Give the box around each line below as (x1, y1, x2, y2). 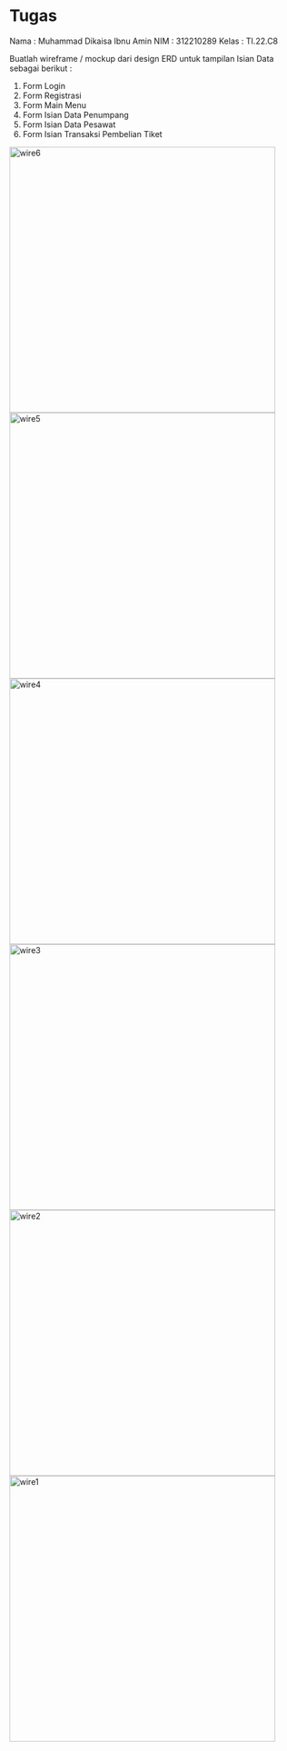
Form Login (22, 80, 66, 91)
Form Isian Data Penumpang (22, 109, 129, 120)
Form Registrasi (22, 90, 82, 101)
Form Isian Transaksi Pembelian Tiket (22, 128, 163, 139)
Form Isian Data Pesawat (22, 119, 116, 130)
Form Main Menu (22, 99, 87, 110)
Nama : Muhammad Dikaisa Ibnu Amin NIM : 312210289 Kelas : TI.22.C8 (9, 35, 279, 46)
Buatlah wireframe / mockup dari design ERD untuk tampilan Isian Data (9, 53, 274, 64)
